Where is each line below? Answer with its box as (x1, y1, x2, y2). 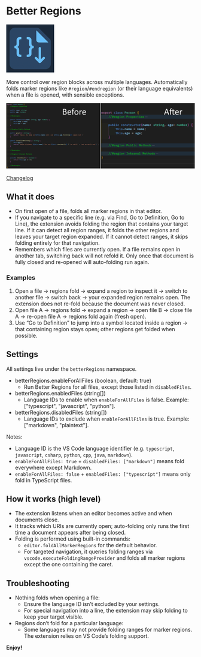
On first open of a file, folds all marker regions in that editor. (14, 208, 162, 215)
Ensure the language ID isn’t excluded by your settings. (23, 601, 160, 608)
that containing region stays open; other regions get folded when (14, 325, 175, 332)
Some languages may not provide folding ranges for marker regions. (23, 626, 193, 634)
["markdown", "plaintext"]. (23, 421, 89, 428)
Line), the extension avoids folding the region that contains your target (14, 220, 188, 227)
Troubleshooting (6, 578, 70, 589)
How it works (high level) (6, 494, 101, 504)
